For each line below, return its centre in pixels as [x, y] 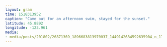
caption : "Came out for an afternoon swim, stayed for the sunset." [78, 19]
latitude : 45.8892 [24, 23]
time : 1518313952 [23, 14]
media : [12, 32]
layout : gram [19, 10]
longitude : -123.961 [27, 28]
